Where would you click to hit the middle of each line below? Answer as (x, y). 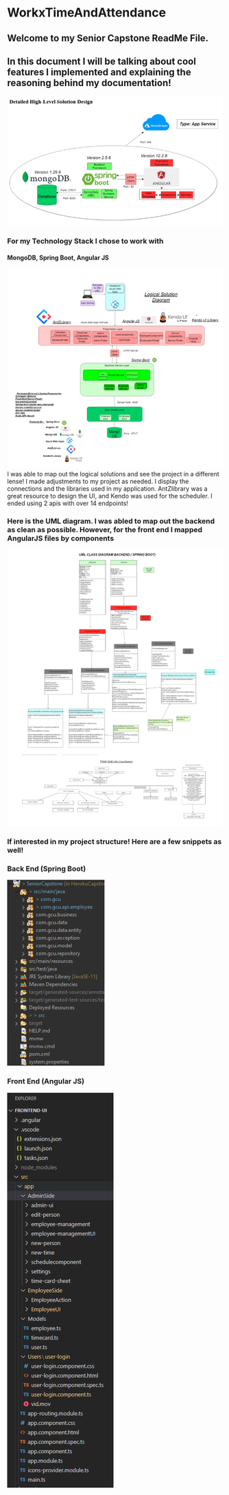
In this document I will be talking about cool (102, 61)
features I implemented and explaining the (99, 72)
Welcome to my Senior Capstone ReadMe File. (108, 38)
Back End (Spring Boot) (47, 869)
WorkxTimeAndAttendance (87, 13)
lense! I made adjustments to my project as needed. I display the (98, 481)
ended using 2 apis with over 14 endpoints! (68, 503)
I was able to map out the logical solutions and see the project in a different (113, 474)
